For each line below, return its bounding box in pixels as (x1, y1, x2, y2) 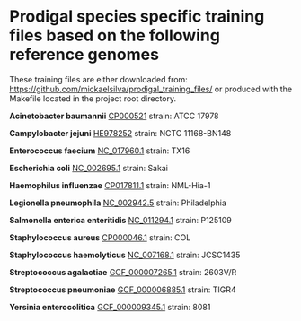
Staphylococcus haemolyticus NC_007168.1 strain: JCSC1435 (9, 249, 241, 260)
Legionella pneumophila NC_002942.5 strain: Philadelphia (9, 197, 227, 208)
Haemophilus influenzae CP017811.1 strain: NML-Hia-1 (9, 179, 211, 190)
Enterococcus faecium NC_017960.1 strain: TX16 (9, 145, 190, 156)
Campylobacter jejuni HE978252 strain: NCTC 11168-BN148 (9, 127, 232, 138)
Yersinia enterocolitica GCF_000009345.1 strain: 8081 (9, 301, 211, 312)
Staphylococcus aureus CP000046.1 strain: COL (9, 231, 191, 243)
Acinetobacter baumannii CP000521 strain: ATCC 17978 (9, 110, 219, 121)
